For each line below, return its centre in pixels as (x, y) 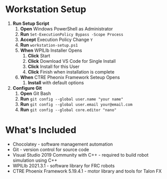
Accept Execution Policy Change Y (56, 40)
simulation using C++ (35, 160)
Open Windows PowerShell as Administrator (66, 28)
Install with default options (56, 83)
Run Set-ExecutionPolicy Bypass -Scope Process (72, 34)
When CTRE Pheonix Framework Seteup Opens (70, 77)
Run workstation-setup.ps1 (49, 45)
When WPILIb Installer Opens (51, 50)
